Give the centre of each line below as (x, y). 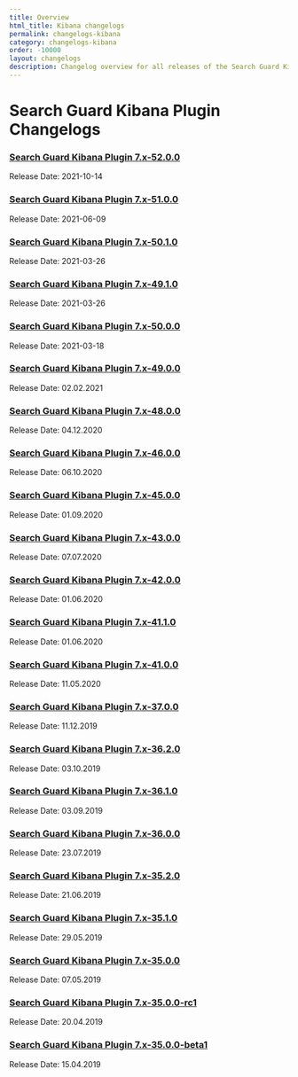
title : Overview (39, 17)
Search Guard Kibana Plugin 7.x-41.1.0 (93, 622)
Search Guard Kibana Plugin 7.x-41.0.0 (94, 664)
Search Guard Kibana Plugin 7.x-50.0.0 (95, 326)
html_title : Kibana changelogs (67, 26)
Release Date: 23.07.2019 (55, 853)
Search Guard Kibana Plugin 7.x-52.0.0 (95, 157)
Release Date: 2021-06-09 (58, 219)
